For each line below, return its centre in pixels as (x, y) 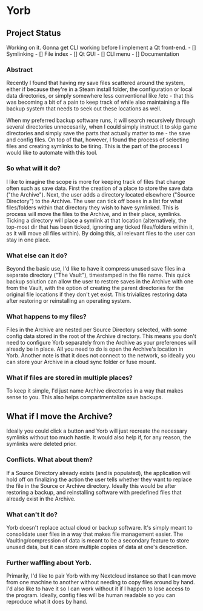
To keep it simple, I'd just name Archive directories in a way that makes (95, 391)
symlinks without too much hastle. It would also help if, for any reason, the (99, 437)
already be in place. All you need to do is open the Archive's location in (95, 349)
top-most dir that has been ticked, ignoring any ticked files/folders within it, (100, 227)
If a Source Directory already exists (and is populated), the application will (98, 473)
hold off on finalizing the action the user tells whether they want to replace (99, 479)
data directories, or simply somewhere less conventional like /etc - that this (100, 96)
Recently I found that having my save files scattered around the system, (96, 83)
